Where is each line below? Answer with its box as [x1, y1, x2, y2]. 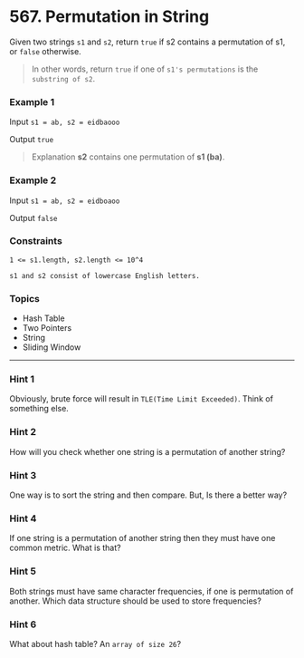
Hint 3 [9, 469, 37, 481]
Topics [9, 292, 41, 305]
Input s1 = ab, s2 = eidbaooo [9, 116, 120, 128]
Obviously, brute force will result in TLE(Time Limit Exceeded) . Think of [9, 393, 274, 404]
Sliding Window [22, 342, 81, 353]
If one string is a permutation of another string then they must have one [9, 533, 276, 544]
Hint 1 [9, 373, 34, 386]
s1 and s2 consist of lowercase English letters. [9, 271, 201, 280]
